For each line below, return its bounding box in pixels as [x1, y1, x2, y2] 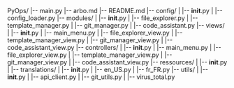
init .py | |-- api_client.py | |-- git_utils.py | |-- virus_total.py [7, 73, 175, 81]
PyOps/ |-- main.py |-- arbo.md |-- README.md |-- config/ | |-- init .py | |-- [7, 7, 224, 15]
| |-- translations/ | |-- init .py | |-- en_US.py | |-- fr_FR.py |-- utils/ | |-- [7, 66, 208, 73]
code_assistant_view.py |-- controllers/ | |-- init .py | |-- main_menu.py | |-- [7, 44, 221, 51]
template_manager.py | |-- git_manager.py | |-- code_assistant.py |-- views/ [7, 21, 225, 29]
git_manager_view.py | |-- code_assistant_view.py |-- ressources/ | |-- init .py [7, 58, 228, 66]
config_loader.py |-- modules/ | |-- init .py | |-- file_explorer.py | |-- [7, 14, 198, 22]
